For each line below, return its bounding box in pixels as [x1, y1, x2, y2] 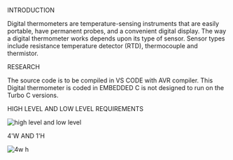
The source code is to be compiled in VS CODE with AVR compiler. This [7, 76, 213, 85]
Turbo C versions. [7, 91, 59, 99]
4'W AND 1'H [7, 132, 45, 140]
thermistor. [7, 49, 38, 57]
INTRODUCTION [7, 6, 55, 14]
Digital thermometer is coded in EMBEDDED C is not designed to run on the [7, 84, 225, 92]
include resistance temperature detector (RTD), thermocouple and [7, 42, 198, 50]
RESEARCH [7, 63, 41, 71]
